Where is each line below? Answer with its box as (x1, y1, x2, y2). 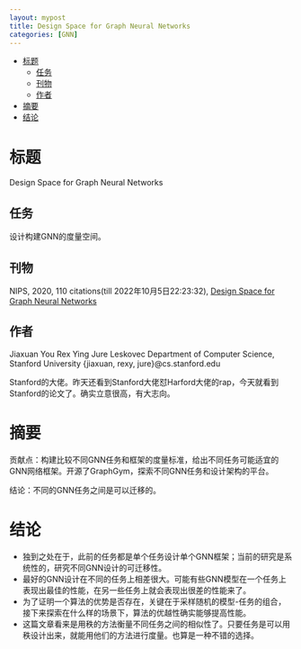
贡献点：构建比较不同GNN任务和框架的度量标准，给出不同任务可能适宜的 (9, 454, 279, 464)
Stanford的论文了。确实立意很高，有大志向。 (9, 388, 175, 399)
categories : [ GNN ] (9, 30, 78, 39)
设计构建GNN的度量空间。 (9, 231, 106, 242)
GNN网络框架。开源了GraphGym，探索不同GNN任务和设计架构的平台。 (9, 465, 274, 476)
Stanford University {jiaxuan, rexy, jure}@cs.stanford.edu (9, 357, 221, 369)
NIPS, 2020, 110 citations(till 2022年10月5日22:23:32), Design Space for (9, 285, 276, 296)
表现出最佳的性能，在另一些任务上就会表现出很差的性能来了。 (22, 584, 252, 595)
